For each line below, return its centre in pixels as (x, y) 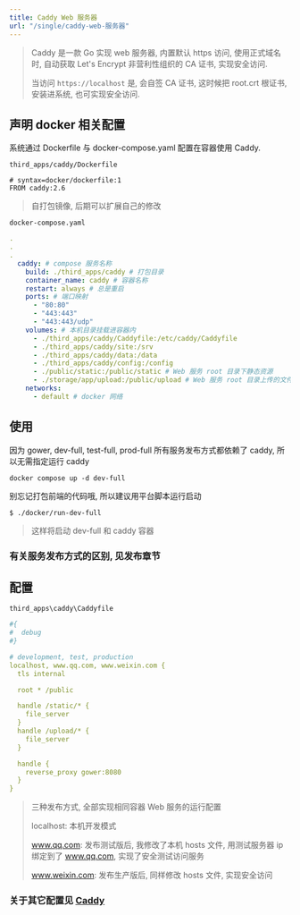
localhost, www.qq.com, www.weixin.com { (87, 665)
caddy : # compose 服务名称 (65, 263)
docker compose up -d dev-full (67, 478)
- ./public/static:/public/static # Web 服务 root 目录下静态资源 (153, 372)
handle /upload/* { (54, 731)
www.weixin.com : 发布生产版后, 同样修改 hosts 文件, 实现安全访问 (152, 875)
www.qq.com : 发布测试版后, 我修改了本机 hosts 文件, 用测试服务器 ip (157, 845)
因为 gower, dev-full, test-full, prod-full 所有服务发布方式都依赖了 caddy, (142, 450)
